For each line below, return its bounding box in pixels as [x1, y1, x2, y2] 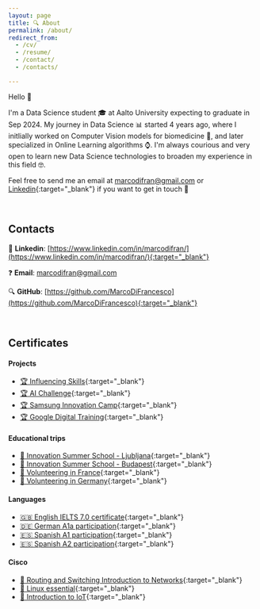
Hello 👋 [8, 92, 32, 101]
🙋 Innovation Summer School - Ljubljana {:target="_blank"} [19, 451, 211, 461]
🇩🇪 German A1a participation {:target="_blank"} [19, 521, 177, 530]
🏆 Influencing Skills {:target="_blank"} [19, 377, 145, 386]
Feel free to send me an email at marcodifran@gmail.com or [8, 175, 205, 185]
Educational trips [8, 433, 66, 442]
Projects [8, 358, 37, 368]
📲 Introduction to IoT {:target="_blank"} [19, 592, 147, 601]
